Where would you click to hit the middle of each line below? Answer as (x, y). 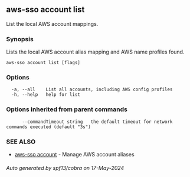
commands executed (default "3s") (49, 127)
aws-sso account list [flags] (43, 63)
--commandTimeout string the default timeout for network (97, 122)
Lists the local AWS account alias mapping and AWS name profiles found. (95, 52)
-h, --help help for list (46, 95)
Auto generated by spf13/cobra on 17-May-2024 (65, 168)
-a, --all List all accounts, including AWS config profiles (92, 90)
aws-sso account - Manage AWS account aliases (74, 154)
